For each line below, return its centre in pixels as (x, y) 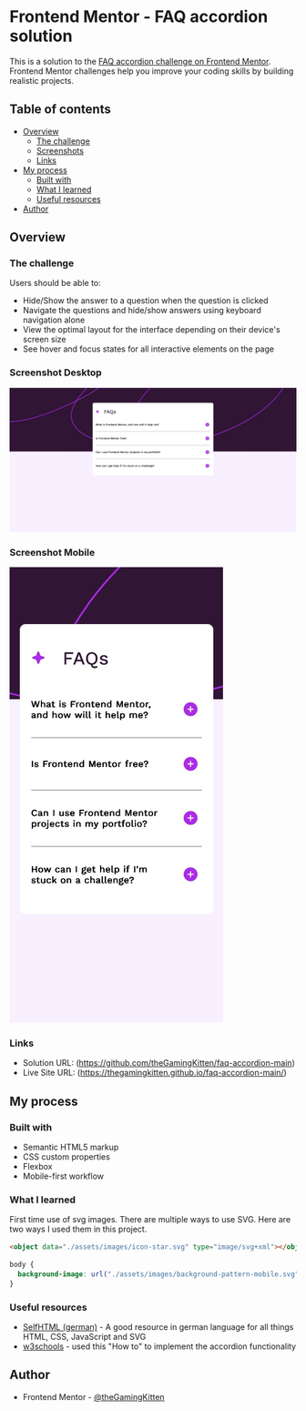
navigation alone (54, 320)
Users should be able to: (56, 283)
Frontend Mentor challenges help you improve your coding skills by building (152, 71)
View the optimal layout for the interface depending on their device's (151, 330)
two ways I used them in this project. (78, 1229)
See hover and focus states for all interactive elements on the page (148, 349)
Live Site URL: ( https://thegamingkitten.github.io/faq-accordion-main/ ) (154, 1073)
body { (22, 1265)
